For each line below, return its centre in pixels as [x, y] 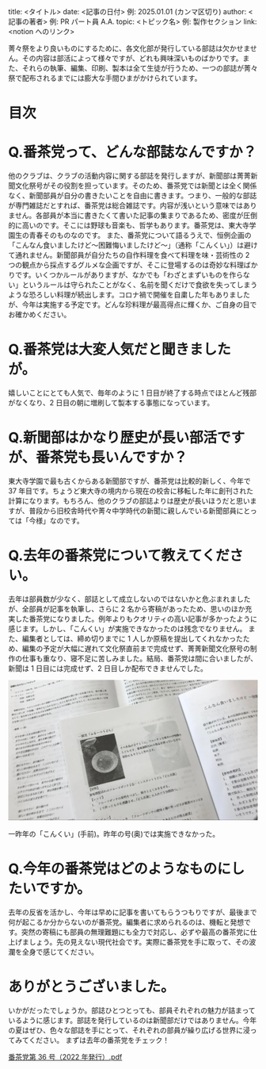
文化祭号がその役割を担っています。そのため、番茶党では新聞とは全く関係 [136, 186]
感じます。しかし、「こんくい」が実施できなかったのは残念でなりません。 [127, 628]
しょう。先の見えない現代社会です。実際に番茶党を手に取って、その [139, 942]
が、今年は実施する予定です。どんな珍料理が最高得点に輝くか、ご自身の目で [133, 305]
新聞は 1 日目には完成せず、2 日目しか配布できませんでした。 [108, 668]
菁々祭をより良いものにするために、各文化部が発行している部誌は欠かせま [129, 48]
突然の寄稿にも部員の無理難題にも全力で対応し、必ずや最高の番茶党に [136, 932]
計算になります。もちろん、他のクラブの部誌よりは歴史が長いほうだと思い [129, 501]
